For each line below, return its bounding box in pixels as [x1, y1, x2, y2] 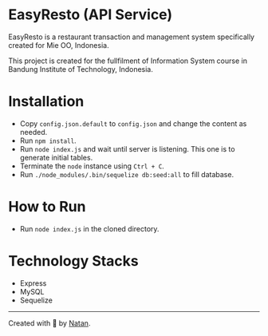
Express [19, 278, 47, 288]
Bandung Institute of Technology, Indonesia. [8, 64, 153, 73]
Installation [8, 93, 85, 111]
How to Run [8, 198, 86, 216]
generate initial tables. [19, 152, 93, 162]
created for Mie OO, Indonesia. [8, 40, 109, 49]
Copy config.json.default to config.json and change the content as [19, 118, 247, 128]
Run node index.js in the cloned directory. [19, 223, 160, 233]
